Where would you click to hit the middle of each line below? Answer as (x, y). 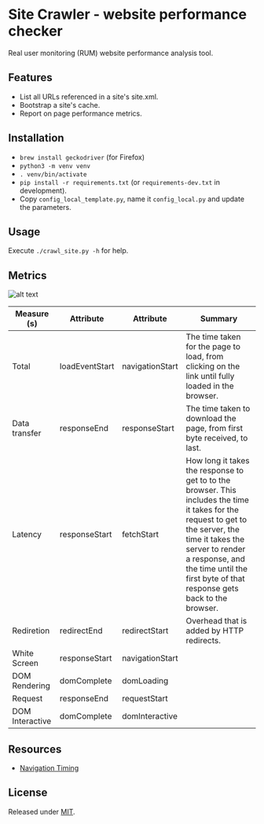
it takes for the (213, 510)
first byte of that (215, 579)
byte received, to (217, 438)
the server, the (213, 530)
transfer (27, 433)
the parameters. (46, 207)
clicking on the (213, 366)
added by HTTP (215, 631)
